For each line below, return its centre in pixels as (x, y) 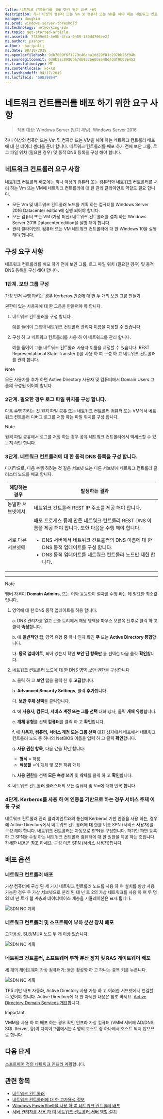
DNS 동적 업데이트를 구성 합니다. (77, 548)
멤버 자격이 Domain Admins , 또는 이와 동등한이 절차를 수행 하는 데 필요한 (75, 594)
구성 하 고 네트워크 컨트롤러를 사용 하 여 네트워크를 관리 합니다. (71, 337)
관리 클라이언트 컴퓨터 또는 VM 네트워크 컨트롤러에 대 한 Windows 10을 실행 (84, 228)
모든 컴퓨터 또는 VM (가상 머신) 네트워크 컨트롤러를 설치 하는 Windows (79, 216)
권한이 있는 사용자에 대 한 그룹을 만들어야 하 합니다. (53, 306)
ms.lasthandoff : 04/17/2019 (33, 73)
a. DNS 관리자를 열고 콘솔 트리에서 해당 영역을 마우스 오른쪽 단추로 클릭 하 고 (85, 621)
